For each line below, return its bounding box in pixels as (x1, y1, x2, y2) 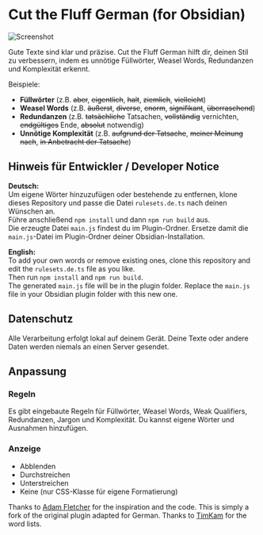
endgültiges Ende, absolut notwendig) (19, 120, 144, 129)
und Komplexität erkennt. (8, 64, 90, 73)
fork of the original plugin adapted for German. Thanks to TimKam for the (8, 510, 247, 520)
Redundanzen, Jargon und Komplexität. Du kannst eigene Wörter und (8, 415, 235, 425)
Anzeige (8, 443, 41, 454)
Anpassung (8, 364, 67, 378)
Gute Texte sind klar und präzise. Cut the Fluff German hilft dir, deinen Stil (8, 47, 249, 56)
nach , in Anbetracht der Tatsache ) (19, 137, 131, 146)
